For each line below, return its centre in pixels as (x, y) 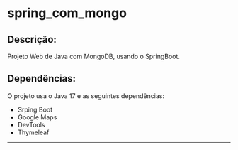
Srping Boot (35, 109)
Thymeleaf (33, 132)
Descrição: (32, 39)
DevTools (31, 124)
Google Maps (37, 117)
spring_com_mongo (67, 13)
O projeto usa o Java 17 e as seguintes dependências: (86, 96)
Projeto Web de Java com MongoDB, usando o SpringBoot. (94, 56)
